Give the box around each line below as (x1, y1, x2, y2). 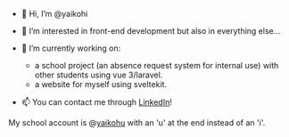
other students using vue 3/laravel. (34, 69, 163, 80)
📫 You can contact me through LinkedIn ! (21, 97, 173, 107)
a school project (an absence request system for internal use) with (34, 60, 279, 70)
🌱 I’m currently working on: (21, 43, 121, 53)
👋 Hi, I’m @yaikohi (21, 9, 88, 19)
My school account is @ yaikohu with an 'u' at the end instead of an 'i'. (8, 117, 266, 128)
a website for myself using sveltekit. (34, 79, 167, 89)
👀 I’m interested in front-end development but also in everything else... (21, 26, 281, 36)
